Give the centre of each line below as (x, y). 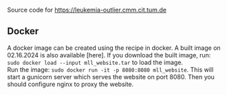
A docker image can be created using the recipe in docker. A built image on (114, 48)
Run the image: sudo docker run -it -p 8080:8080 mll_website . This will (110, 69)
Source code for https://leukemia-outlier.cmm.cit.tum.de (87, 10)
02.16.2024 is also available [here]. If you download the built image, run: (109, 55)
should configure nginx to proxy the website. (71, 84)
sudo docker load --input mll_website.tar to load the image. (95, 62)
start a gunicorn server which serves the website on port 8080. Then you (111, 77)
